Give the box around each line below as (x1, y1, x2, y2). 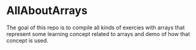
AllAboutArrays (6, 4, 88, 18)
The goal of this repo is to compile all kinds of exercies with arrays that (6, 24, 185, 31)
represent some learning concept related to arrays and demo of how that (6, 30, 190, 37)
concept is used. (6, 37, 49, 44)
